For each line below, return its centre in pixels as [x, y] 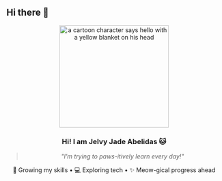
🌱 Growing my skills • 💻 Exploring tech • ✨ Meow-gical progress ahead [114, 170]
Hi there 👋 [28, 13]
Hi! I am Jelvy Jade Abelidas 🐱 [114, 142]
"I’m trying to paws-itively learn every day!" [122, 156]
